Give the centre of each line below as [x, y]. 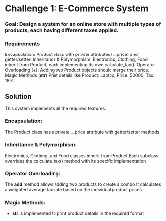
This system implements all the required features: [55, 108]
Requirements [23, 44]
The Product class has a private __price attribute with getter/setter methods [82, 132]
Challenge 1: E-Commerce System [77, 9]
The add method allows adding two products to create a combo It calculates [83, 184]
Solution [18, 96]
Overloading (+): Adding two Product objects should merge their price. [77, 70]
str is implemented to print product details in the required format [78, 213]
